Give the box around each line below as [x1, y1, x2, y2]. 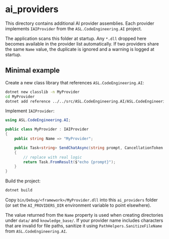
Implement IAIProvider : [5, 108, 55, 114]
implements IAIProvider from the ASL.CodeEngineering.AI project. [5, 25, 142, 31]
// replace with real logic [23, 155, 82, 160]
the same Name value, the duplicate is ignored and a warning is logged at [5, 46, 154, 52]
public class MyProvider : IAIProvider [5, 127, 89, 132]
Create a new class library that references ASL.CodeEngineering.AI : [5, 79, 144, 85]
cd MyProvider [5, 94, 35, 99]
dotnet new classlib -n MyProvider [5, 89, 80, 94]
